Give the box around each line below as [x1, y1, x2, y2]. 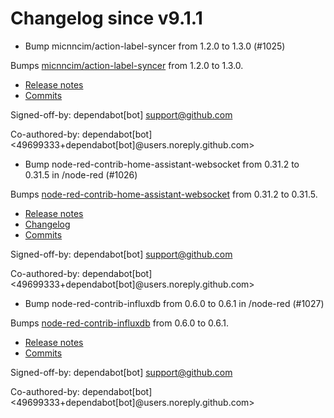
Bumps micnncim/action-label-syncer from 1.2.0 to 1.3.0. [10, 59, 244, 71]
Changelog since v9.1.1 [10, 7, 203, 30]
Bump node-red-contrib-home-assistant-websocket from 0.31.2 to [24, 158, 300, 170]
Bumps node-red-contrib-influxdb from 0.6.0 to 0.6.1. [10, 317, 229, 329]
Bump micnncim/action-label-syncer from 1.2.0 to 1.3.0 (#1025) [24, 40, 286, 52]
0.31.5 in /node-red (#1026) [24, 168, 138, 181]
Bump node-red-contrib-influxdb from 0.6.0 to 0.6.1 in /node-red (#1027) [24, 297, 325, 309]
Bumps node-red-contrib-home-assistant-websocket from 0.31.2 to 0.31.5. [10, 188, 318, 200]
